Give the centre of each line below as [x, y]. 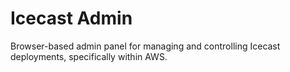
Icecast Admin [71, 18]
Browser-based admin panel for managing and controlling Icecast [145, 46]
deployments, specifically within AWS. [89, 56]
